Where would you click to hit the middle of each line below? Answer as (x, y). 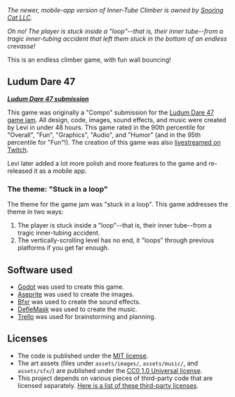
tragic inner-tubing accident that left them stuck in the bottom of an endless (117, 39)
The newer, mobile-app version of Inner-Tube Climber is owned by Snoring (115, 10)
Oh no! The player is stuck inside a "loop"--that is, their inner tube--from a (115, 31)
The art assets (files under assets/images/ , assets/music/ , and (108, 363)
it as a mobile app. (60, 171)
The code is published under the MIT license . (83, 356)
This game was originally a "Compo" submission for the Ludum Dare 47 (111, 112)
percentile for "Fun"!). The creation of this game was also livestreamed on (114, 142)
